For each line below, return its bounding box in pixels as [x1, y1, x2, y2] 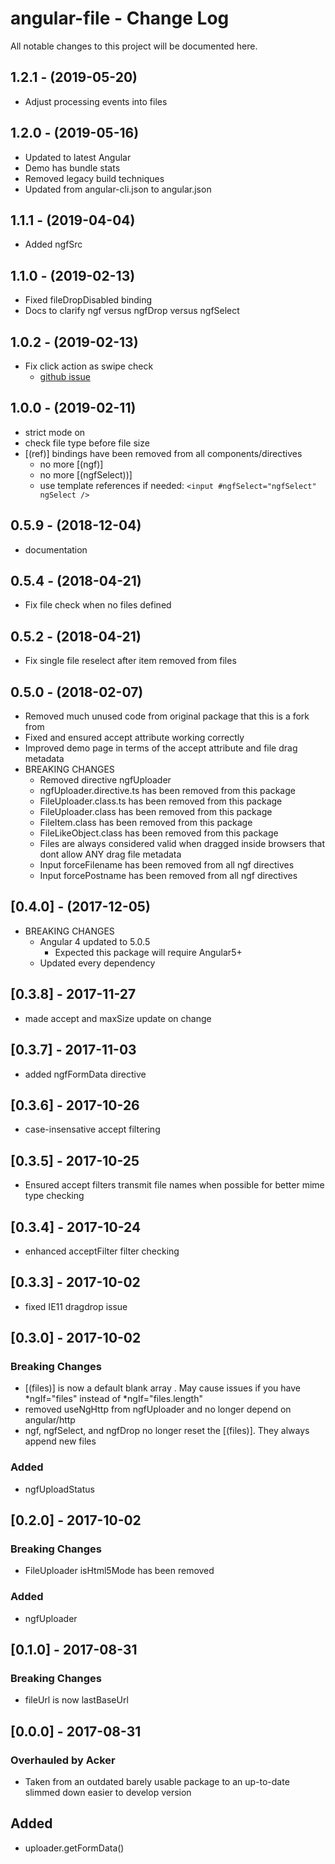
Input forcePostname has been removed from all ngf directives [39, 870, 298, 882]
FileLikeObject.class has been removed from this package [39, 827, 279, 839]
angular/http [24, 1414, 76, 1426]
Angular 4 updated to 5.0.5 [39, 935, 151, 947]
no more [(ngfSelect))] [39, 468, 133, 481]
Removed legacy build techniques [24, 172, 165, 184]
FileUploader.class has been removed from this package [39, 806, 273, 818]
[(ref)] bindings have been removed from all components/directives [24, 447, 303, 459]
